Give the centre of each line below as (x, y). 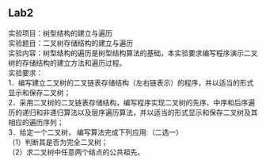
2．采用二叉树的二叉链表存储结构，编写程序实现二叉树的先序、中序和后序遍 (132, 102)
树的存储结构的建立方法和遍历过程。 (67, 63)
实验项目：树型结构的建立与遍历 (60, 33)
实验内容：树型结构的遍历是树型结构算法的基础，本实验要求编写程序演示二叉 (133, 53)
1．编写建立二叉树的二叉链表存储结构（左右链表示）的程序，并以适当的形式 (131, 82)
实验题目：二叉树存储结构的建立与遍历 (70, 43)
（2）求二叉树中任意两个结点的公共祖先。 (76, 152)
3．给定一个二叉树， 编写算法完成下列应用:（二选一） (96, 132)
